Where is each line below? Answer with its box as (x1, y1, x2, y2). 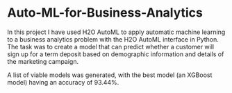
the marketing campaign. (7, 57, 78, 65)
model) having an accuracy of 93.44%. (7, 78, 119, 86)
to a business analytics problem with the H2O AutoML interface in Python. (7, 35, 219, 43)
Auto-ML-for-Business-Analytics (7, 5, 204, 21)
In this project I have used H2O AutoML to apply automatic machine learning (7, 28, 226, 36)
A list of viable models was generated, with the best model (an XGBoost (7, 71, 213, 79)
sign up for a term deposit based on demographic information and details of (7, 50, 224, 58)
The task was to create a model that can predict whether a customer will (7, 42, 214, 51)
